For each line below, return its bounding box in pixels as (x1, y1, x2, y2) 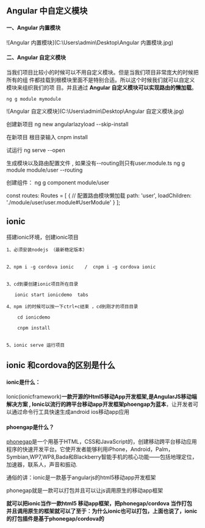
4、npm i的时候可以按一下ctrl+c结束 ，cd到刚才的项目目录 (6, 303, 138, 309)
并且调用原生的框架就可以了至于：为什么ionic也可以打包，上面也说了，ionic (6, 507, 198, 515)
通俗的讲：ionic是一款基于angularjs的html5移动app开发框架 (6, 474, 156, 481)
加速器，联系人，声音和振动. (6, 461, 78, 468)
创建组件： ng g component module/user (6, 179, 110, 186)
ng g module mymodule (6, 96, 62, 102)
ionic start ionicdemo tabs (14, 292, 88, 298)
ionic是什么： (6, 378, 41, 386)
